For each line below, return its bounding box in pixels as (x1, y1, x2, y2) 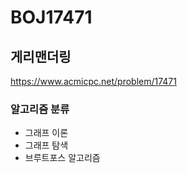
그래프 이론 (24, 127, 69, 139)
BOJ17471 (10, 6, 93, 29)
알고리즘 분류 (10, 102, 70, 116)
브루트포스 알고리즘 (24, 152, 101, 164)
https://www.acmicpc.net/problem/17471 (10, 76, 177, 87)
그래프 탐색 (24, 139, 69, 151)
